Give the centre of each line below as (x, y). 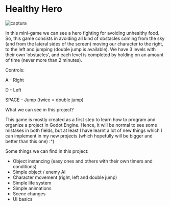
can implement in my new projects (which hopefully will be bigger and (79, 135)
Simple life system (32, 182)
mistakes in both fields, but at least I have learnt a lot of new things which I (84, 130)
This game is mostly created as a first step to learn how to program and (80, 119)
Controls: (15, 70)
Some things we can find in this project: (47, 151)
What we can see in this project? (40, 109)
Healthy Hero (34, 9)
